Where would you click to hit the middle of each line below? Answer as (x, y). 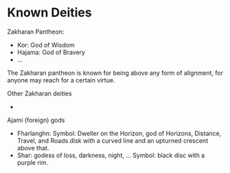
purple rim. (33, 162)
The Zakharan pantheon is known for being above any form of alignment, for (115, 73)
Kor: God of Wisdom (46, 45)
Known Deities (49, 13)
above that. (33, 148)
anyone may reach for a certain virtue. (61, 80)
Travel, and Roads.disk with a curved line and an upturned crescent (112, 140)
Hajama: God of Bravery (51, 52)
